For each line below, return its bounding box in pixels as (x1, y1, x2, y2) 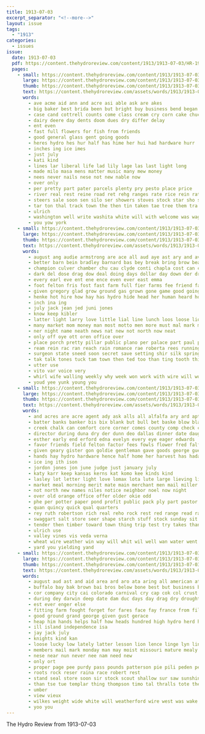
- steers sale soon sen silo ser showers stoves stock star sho (28, 197, 195, 203)
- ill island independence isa (28, 624, 108, 630)
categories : (6, 37, 37, 44)
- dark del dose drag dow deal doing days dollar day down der (28, 271, 192, 278)
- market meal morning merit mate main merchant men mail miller (28, 482, 198, 488)
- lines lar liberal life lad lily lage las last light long (28, 163, 187, 169)
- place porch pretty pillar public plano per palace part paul (28, 339, 195, 346)
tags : (6, 26, 20, 32)
